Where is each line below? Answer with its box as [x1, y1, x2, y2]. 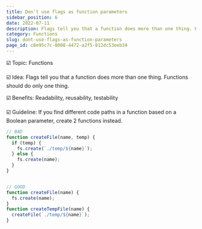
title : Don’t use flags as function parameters [6, 8, 128, 15]
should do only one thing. [6, 82, 69, 89]
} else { [11, 151, 34, 157]
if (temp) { [11, 139, 42, 146]
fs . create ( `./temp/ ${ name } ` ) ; [17, 145, 93, 151]
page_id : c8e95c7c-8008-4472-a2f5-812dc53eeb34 [6, 43, 128, 49]
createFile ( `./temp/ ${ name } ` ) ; [11, 212, 90, 218]
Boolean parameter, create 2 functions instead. [6, 117, 123, 124]
